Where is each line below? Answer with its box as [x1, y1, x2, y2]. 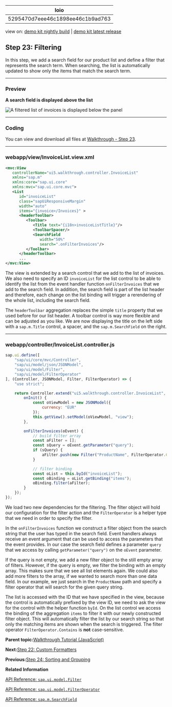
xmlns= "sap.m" [12, 175, 42, 180]
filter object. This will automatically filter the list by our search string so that [5, 615, 164, 622]
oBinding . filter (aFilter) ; [32, 480, 91, 486]
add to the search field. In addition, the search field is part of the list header [5, 287, 165, 293]
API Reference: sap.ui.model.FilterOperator [5, 686, 100, 692]
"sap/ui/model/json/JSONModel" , [14, 362, 83, 368]
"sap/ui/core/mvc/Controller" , [14, 357, 81, 363]
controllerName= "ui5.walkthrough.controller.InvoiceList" [12, 170, 139, 175]
